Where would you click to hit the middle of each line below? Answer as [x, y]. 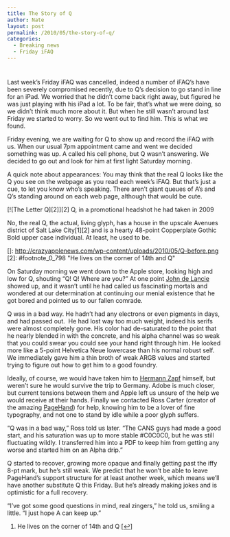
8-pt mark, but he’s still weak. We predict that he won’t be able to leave [107, 470]
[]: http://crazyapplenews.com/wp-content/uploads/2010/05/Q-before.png [113, 251]
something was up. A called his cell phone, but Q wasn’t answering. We [108, 154]
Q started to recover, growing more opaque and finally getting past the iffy [112, 464]
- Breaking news [36, 45]
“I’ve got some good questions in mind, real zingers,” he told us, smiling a [111, 506]
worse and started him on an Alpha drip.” [65, 450]
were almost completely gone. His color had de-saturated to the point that [112, 329]
